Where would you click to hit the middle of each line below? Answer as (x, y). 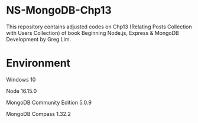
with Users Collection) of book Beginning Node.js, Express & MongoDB (92, 33)
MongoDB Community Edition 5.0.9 (49, 102)
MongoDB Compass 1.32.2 (38, 114)
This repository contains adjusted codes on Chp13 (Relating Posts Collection (99, 27)
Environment (38, 63)
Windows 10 (21, 79)
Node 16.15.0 (22, 91)
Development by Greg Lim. (39, 39)
